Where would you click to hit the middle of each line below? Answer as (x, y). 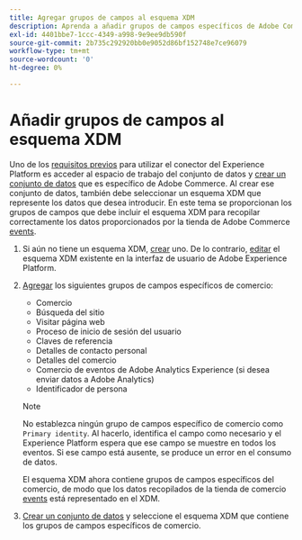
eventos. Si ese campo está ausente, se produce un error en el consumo (157, 452)
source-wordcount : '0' (52, 59)
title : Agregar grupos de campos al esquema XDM (102, 18)
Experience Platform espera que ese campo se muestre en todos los (149, 443)
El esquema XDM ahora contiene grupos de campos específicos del (148, 479)
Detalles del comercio (76, 360)
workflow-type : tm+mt (50, 51)
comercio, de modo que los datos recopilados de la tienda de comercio (154, 489)
